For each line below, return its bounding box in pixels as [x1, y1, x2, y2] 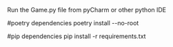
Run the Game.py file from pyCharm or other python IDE [7, 6, 167, 14]
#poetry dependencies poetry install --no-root [7, 19, 139, 27]
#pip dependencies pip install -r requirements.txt [7, 32, 146, 40]
